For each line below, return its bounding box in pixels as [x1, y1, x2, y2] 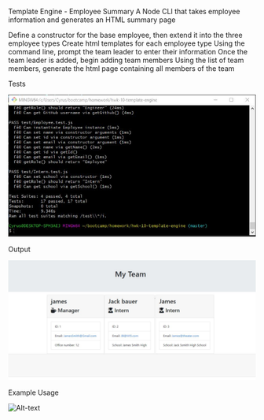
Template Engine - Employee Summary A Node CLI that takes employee [8, 7, 240, 16]
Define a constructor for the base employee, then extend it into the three [8, 31, 243, 39]
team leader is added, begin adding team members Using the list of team [8, 55, 244, 65]
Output [8, 244, 31, 254]
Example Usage [8, 388, 59, 397]
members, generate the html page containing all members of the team [8, 64, 235, 73]
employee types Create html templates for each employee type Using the [8, 39, 245, 48]
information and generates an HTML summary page [8, 15, 176, 24]
